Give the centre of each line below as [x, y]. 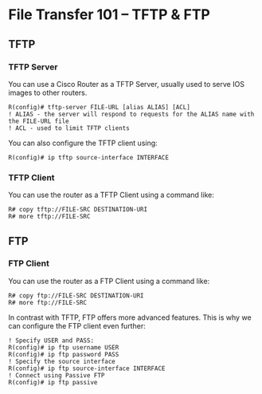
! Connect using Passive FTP [57, 375]
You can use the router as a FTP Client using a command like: [109, 281]
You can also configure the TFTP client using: [83, 143]
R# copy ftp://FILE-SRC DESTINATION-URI [76, 295]
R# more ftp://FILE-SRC [48, 302]
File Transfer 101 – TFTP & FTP [109, 15]
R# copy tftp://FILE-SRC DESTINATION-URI [78, 210]
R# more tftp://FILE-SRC [49, 217]
